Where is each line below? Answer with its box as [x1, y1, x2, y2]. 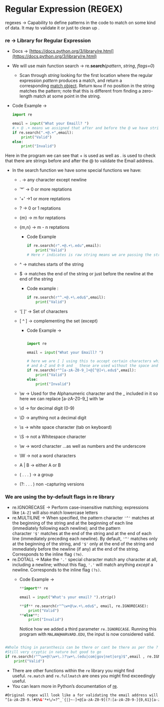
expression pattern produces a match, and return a [19, 77, 122, 84]
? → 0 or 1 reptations [19, 205, 61, 211]
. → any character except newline [19, 177, 87, 183]
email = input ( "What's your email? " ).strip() [19, 594, 116, 600]
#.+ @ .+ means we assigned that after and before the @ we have [12, 125, 148, 130]
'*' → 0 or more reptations [19, 186, 72, 192]
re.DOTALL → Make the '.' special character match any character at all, [12, 557, 158, 562]
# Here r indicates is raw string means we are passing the [26, 252, 152, 258]
